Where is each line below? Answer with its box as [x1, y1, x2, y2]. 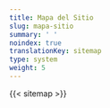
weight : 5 [9, 64, 47, 73]
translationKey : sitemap [9, 47, 102, 56]
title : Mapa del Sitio [9, 13, 94, 22]
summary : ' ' [9, 30, 58, 39]
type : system [9, 55, 58, 64]
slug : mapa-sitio [9, 22, 74, 31]
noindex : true [9, 38, 63, 48]
